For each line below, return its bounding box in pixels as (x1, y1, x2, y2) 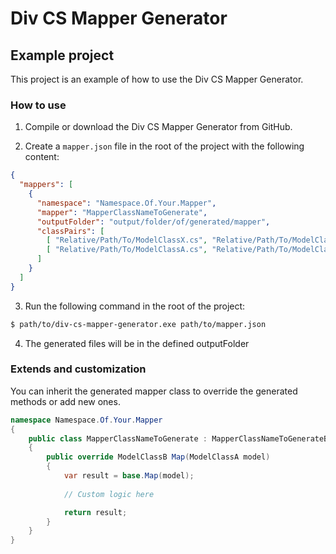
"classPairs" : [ (36, 226, 105, 236)
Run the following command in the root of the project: (24, 300, 246, 312)
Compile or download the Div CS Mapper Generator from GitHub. (24, 121, 293, 133)
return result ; (63, 507, 128, 517)
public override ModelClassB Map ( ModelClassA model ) (46, 452, 271, 462)
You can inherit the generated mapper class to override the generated (10, 385, 298, 397)
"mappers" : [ (19, 180, 74, 190)
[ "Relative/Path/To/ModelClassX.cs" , (46, 235, 208, 246)
